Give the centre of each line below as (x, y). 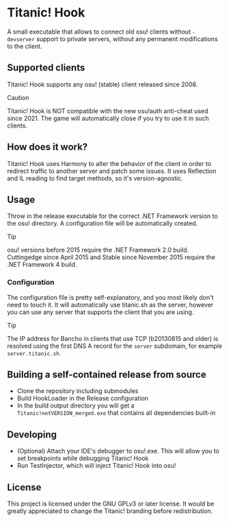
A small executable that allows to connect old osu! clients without (99, 32)
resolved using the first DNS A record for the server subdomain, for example (114, 346)
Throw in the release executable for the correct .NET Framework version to (112, 216)
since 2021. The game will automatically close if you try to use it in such (108, 118)
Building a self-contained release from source (107, 375)
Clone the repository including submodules (78, 391)
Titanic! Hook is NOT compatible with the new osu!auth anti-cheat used (108, 110)
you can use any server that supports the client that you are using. (100, 312)
